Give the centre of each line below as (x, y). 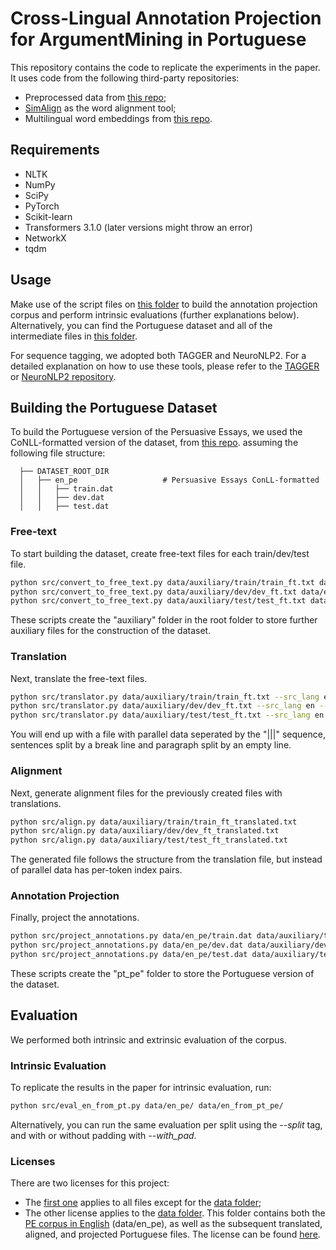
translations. (36, 803)
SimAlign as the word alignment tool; (100, 108)
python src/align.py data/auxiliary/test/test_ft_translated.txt (149, 840)
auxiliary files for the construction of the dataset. (111, 631)
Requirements (55, 150)
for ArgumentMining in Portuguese (158, 39)
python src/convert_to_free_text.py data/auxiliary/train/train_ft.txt (162, 582)
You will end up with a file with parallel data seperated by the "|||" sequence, (168, 734)
